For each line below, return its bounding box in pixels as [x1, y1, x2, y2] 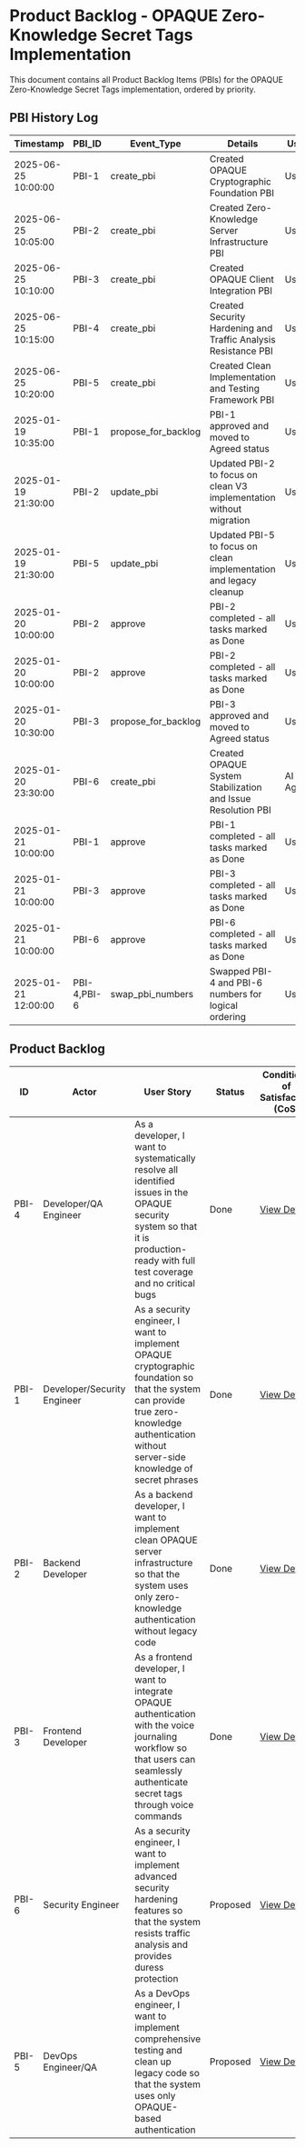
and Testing [209, 382, 261, 395]
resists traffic [134, 1926, 191, 1939]
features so [134, 1903, 183, 1916]
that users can [134, 1753, 196, 1765]
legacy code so [134, 2066, 200, 2079]
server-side [134, 1451, 186, 1464]
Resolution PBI [209, 804, 271, 816]
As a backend [134, 1488, 193, 1501]
